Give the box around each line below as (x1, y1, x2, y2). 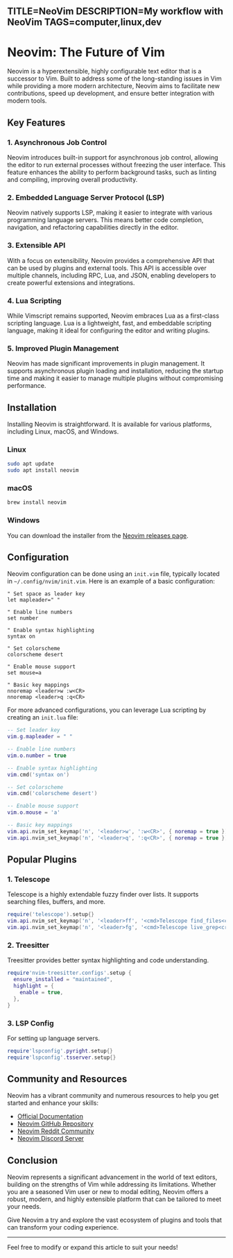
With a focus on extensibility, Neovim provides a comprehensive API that (7, 256, 215, 264)
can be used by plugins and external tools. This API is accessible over (7, 264, 207, 272)
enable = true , (19, 989, 64, 996)
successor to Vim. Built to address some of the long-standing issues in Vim (7, 74, 222, 83)
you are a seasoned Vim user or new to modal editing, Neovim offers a (7, 1188, 209, 1196)
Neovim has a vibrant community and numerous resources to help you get (7, 1091, 219, 1100)
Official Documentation (17, 1112, 83, 1121)
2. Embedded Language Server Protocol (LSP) (7, 192, 165, 202)
